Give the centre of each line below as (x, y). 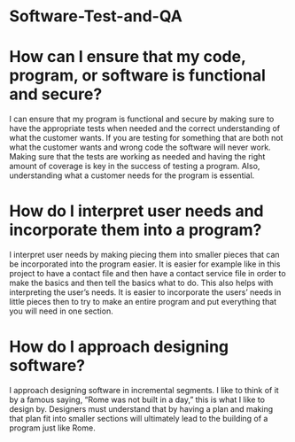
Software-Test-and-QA (96, 16)
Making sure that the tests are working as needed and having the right (137, 157)
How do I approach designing (119, 347)
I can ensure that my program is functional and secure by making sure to (142, 119)
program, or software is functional (137, 76)
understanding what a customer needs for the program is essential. (132, 175)
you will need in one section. (61, 311)
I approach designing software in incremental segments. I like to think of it (144, 390)
